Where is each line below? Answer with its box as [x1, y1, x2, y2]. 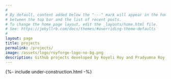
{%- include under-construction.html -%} [5, 69, 92, 75]
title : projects [5, 41, 40, 46]
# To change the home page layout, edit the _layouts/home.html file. [5, 21, 158, 27]
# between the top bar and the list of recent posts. [5, 17, 122, 22]
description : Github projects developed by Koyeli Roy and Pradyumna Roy [5, 55, 165, 60]
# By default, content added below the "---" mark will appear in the [5, 12, 158, 17]
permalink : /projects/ [5, 45, 53, 50]
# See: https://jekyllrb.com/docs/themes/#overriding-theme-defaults [5, 27, 156, 32]
